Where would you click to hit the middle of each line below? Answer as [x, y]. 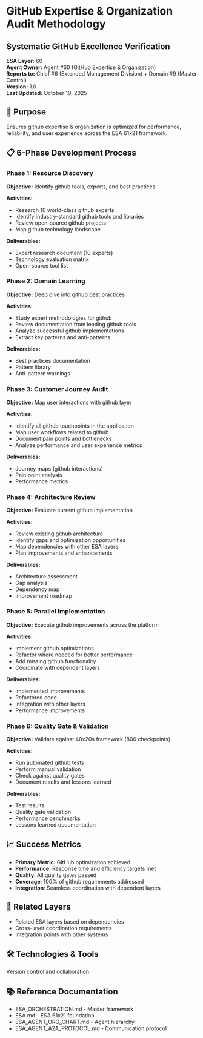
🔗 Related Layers [38, 907]
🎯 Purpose [26, 112]
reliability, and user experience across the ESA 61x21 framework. [87, 133]
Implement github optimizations [54, 648]
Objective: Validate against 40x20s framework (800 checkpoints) [88, 739]
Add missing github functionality [55, 661]
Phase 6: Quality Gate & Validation [58, 726]
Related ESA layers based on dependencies [69, 921]
